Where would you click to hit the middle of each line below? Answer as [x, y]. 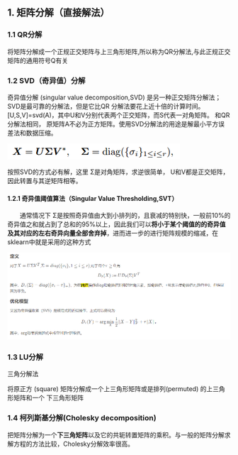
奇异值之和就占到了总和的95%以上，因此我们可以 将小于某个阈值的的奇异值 [117, 224]
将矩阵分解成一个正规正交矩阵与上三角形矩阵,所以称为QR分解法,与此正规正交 [119, 51]
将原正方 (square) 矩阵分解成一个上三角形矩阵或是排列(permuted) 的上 [110, 389]
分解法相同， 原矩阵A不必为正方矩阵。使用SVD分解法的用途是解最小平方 [113, 124]
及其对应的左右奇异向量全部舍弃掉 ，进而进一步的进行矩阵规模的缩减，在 [113, 234]
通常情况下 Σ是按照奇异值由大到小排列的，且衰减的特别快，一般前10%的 [125, 216]
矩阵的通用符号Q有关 [38, 60]
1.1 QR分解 [25, 35]
